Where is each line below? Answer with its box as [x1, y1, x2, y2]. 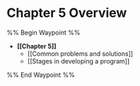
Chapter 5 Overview [6, 5, 127, 21]
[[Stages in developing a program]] [27, 56, 130, 65]
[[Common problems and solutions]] [27, 49, 134, 58]
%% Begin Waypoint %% [6, 28, 81, 37]
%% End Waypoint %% [6, 70, 75, 79]
